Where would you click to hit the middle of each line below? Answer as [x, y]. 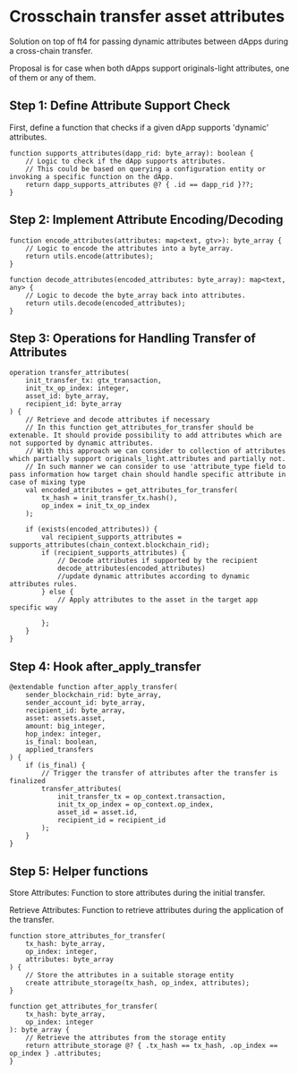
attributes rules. [43, 584]
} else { [58, 592]
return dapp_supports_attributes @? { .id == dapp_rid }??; [140, 184]
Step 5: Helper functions [79, 871]
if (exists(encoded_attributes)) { [92, 530]
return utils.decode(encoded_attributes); [106, 303]
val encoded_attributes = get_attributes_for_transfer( [132, 490]
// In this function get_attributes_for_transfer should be [140, 428]
